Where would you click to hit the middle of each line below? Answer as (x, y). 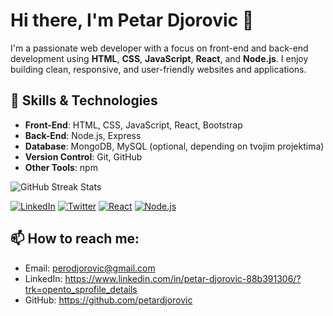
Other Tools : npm (61, 167)
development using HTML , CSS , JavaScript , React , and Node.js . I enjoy (159, 58)
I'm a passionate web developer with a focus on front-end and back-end (159, 48)
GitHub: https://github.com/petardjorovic (108, 300)
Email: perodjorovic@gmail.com (90, 268)
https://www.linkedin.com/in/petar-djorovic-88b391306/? (183, 278)
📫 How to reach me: (75, 239)
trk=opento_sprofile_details (81, 289)
